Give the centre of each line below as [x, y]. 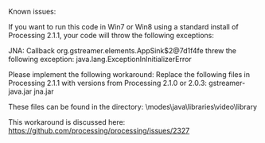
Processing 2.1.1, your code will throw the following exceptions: [111, 35]
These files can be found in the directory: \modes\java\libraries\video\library [132, 107]
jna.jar [44, 91]
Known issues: [32, 12]
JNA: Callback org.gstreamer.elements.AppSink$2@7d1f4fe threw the [123, 50]
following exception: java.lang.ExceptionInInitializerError [100, 59]
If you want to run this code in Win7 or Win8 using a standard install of [123, 27]
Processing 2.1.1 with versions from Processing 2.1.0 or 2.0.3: [107, 83]
